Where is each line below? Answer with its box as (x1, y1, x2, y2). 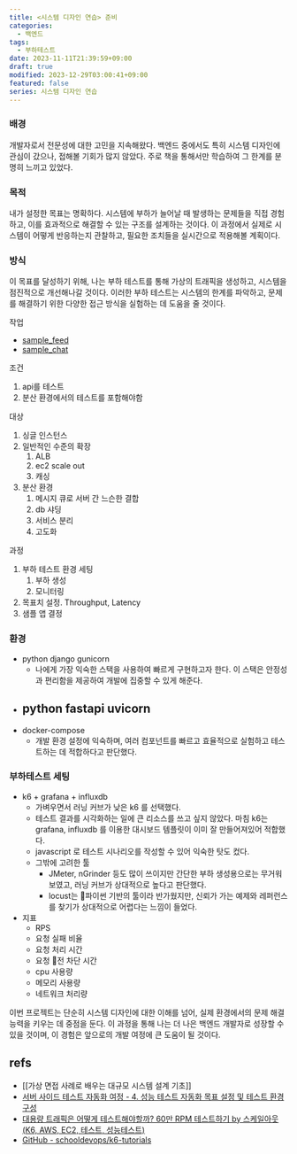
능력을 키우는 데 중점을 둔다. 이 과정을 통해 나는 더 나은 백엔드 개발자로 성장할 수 (9, 1018, 285, 1028)
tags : (9, 37, 29, 47)
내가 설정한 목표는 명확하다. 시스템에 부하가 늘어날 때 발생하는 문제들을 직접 (9, 208, 269, 219)
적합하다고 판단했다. (67, 746, 137, 757)
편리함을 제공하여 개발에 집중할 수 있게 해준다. (44, 675, 203, 685)
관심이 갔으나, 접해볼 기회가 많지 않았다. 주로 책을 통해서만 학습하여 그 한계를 (9, 151, 273, 161)
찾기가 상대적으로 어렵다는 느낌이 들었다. (57, 901, 197, 912)
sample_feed (21, 335, 69, 345)
